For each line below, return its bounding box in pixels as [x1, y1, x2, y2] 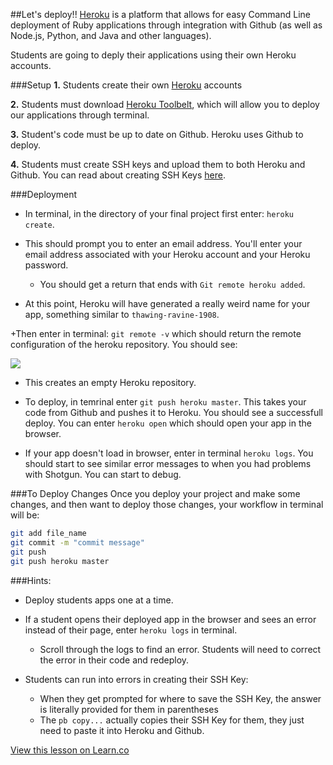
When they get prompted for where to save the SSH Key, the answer [39, 692, 322, 704]
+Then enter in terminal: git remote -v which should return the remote [10, 328, 302, 339]
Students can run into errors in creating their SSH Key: [24, 673, 249, 685]
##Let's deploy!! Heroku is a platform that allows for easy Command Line [10, 9, 312, 20]
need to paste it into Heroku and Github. [39, 724, 205, 736]
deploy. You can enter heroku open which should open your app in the [24, 417, 312, 429]
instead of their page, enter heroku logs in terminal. [24, 624, 238, 636]
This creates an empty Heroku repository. [24, 377, 197, 388]
